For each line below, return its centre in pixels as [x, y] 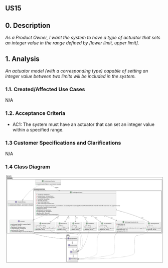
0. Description [28, 25]
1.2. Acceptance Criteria [35, 113]
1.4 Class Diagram [28, 167]
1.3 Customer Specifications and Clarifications [63, 143]
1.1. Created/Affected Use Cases [45, 89]
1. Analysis [23, 59]
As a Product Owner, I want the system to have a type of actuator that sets [83, 38]
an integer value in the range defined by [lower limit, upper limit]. [72, 43]
